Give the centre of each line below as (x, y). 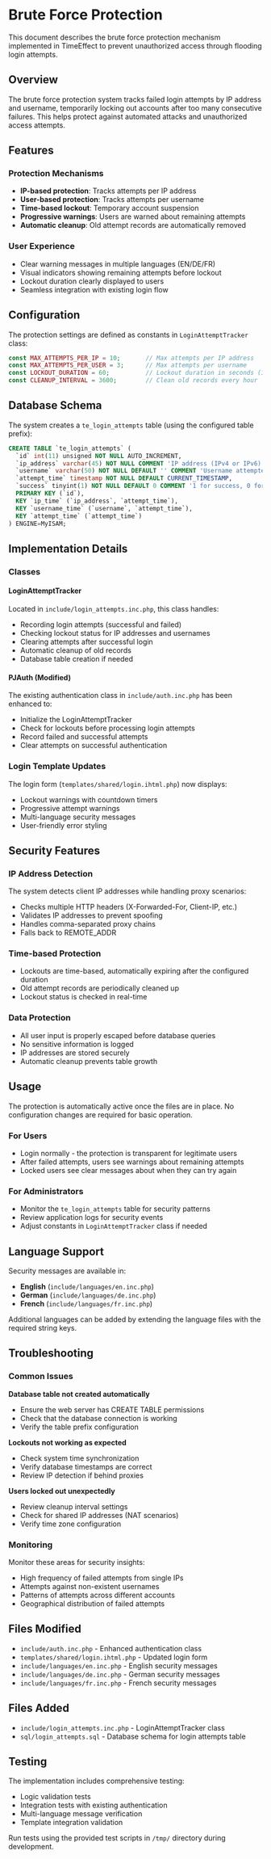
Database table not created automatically (79, 1394)
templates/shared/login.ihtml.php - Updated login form (114, 1657)
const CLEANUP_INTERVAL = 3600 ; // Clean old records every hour (133, 381)
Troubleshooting (51, 1354)
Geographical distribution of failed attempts (92, 1603)
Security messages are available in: (67, 1271)
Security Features (54, 850)
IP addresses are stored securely (75, 1053)
